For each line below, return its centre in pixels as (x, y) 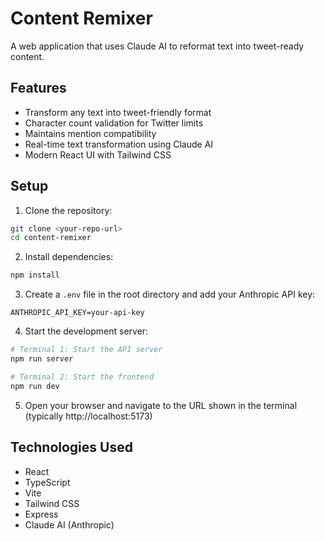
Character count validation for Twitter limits (114, 123)
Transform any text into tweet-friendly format (118, 112)
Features (38, 88)
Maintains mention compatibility (90, 133)
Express (41, 514)
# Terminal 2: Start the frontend (82, 377)
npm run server (42, 359)
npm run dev (35, 386)
